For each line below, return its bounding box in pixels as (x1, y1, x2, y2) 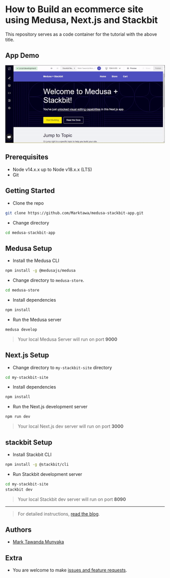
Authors (5, 525, 32, 534)
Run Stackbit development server (12, 471, 82, 477)
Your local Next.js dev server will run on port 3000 (17, 423, 124, 430)
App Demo (5, 51, 39, 60)
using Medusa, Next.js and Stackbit (5, 14, 158, 26)
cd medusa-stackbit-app (5, 230, 56, 235)
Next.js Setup (5, 351, 49, 360)
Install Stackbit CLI (12, 451, 52, 458)
